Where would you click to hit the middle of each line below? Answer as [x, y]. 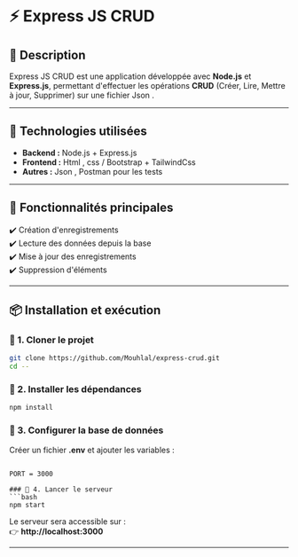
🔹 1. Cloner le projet [52, 340]
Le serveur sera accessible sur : [68, 521]
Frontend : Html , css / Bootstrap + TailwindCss [109, 162]
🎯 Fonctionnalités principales [91, 208]
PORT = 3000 [31, 474]
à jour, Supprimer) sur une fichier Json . [82, 95]
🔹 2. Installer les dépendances [75, 388]
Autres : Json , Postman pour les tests [92, 171]
